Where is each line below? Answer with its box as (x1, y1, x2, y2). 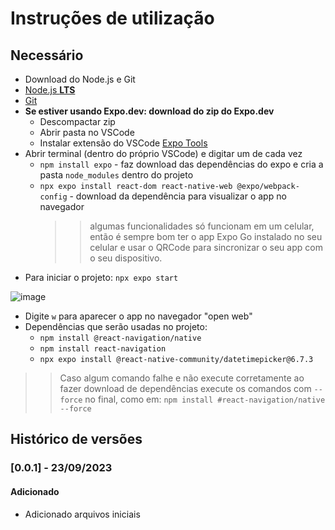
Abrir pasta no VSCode (39, 127, 135, 138)
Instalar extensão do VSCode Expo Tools (39, 137, 208, 149)
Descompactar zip (39, 116, 116, 127)
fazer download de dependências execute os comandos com (59, 383, 312, 394)
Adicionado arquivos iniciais (24, 508, 141, 520)
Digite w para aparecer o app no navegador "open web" (24, 310, 253, 322)
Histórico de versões (10, 431, 143, 448)
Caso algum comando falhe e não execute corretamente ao (59, 372, 305, 384)
